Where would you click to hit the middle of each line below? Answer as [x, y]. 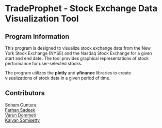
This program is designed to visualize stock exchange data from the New [78, 48]
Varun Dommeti [21, 115]
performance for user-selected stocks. [44, 64]
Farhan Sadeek [20, 110]
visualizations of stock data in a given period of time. [58, 78]
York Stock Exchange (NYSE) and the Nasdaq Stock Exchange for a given [79, 53]
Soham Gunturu [21, 105]
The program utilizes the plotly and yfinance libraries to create [68, 73]
